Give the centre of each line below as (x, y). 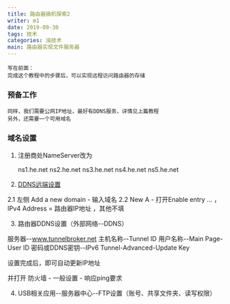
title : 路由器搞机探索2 (39, 14)
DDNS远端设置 (39, 184)
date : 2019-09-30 (33, 27)
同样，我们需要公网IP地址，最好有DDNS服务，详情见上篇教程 (83, 111)
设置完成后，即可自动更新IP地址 (54, 263)
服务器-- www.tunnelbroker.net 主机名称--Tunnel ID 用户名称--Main (106, 238)
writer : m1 (23, 21)
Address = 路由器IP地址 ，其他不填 (73, 208)
